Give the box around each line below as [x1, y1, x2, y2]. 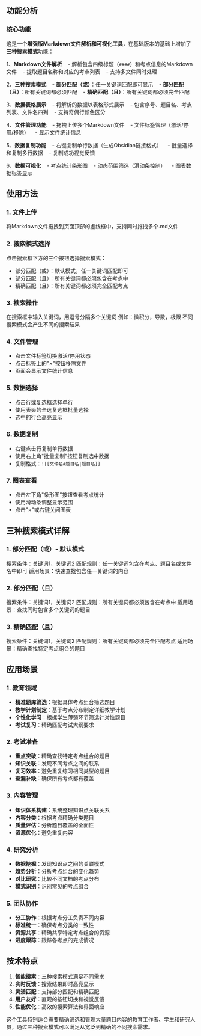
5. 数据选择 [6, 384, 38, 392]
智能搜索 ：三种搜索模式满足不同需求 [14, 973, 105, 980]
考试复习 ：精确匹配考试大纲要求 [14, 721, 94, 729]
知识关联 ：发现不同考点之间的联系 [14, 760, 100, 767]
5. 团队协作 [6, 899, 38, 907]
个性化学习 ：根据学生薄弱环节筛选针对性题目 [14, 714, 126, 721]
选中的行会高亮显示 [14, 414, 63, 421]
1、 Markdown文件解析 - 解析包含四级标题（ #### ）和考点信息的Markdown [6, 60, 193, 67]
